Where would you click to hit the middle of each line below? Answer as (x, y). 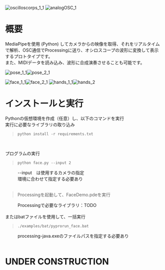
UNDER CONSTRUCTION (57, 262)
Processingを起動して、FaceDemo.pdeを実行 (64, 195)
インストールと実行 (44, 104)
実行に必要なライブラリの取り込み (40, 125)
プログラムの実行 (23, 153)
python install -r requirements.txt (55, 134)
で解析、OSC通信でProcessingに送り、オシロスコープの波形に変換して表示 (82, 50)
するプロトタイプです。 (29, 56)
